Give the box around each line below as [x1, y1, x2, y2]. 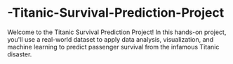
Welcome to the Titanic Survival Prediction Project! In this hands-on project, [7, 28, 227, 36]
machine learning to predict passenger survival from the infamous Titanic [7, 42, 220, 51]
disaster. [7, 50, 32, 58]
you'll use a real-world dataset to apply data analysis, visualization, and [7, 35, 214, 43]
